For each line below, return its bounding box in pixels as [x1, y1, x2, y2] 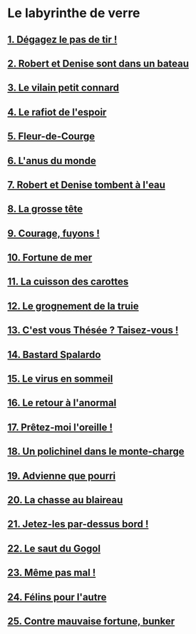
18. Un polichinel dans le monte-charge [7, 446, 185, 458]
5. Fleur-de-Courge [7, 131, 96, 143]
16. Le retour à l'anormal [7, 397, 117, 409]
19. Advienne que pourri [7, 469, 116, 482]
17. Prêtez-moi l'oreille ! [7, 421, 113, 433]
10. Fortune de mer [7, 252, 93, 264]
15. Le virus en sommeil [7, 373, 113, 385]
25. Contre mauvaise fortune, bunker [7, 615, 175, 627]
